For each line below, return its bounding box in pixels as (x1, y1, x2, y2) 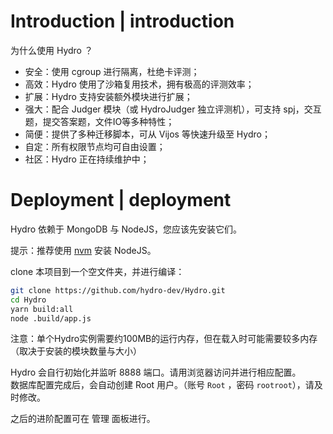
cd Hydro (10, 295, 47, 305)
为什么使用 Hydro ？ (10, 44, 93, 56)
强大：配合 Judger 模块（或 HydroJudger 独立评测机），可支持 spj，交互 (24, 103, 322, 115)
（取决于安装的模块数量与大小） (10, 345, 142, 357)
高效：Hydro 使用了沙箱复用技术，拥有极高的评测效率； (24, 78, 255, 90)
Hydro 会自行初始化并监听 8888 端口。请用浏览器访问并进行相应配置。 (10, 366, 302, 379)
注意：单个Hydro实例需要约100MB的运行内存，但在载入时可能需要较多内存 (10, 333, 318, 345)
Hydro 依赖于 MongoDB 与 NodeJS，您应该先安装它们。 (10, 223, 243, 235)
